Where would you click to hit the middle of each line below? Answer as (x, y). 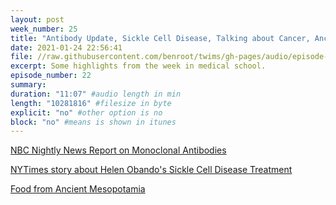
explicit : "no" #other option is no (86, 112)
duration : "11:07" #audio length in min (96, 94)
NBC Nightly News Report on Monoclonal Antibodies (118, 150)
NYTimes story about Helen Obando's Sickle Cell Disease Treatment (151, 170)
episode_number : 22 (51, 76)
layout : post (37, 19)
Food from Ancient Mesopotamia (78, 189)
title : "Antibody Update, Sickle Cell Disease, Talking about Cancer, (160, 38)
